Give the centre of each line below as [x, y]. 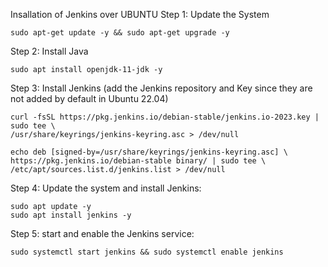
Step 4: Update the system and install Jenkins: [106, 188]
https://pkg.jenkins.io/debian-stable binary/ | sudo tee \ [138, 161]
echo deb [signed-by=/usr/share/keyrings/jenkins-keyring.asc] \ [149, 152]
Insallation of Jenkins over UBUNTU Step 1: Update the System [140, 14]
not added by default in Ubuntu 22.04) [89, 98]
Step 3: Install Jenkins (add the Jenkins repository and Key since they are [161, 88]
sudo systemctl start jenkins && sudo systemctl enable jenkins [147, 252]
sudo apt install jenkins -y [71, 215]
